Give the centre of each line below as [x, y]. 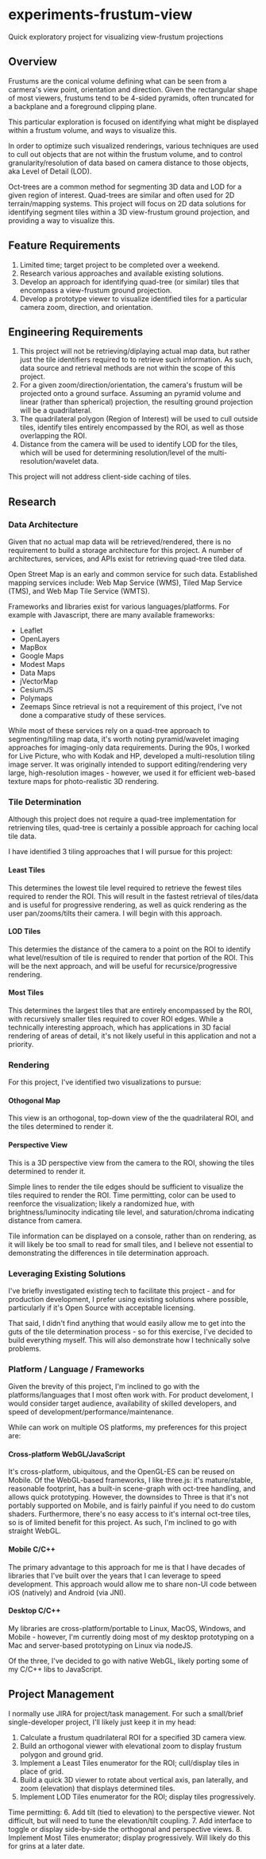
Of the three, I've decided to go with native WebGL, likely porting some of [128, 1661]
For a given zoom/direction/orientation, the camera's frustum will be [131, 385]
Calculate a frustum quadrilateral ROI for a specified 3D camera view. [133, 1737]
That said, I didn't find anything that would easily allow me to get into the [127, 1323]
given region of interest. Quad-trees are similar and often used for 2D [121, 195]
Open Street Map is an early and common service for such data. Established [133, 575]
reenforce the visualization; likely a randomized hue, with [101, 1203]
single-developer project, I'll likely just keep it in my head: [102, 1722]
